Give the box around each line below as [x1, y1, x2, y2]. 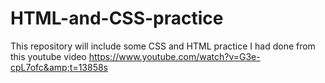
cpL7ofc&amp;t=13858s [10, 61, 109, 73]
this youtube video [10, 50, 87, 62]
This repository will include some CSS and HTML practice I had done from [10, 40, 316, 52]
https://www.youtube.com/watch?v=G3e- [88, 50, 261, 62]
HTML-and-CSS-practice [10, 7, 224, 30]
